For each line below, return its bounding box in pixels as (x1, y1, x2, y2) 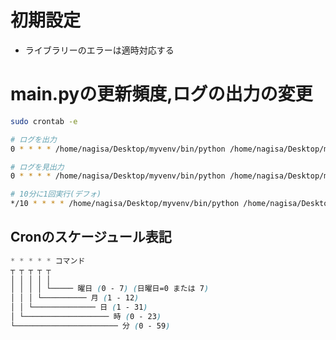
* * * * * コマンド (10, 256, 86, 266)
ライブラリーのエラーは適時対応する (24, 44, 175, 56)
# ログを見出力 (10, 162, 65, 172)
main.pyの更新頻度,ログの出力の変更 (10, 83, 313, 106)
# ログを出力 (10, 134, 57, 145)
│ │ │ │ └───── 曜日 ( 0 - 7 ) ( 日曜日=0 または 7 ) (10, 284, 210, 294)
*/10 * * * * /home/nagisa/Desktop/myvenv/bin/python (10, 199, 240, 209)
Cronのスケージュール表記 (10, 229, 172, 246)
